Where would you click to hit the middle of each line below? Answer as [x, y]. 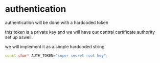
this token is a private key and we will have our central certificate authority [80, 32]
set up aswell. [19, 37]
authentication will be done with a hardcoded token [57, 22]
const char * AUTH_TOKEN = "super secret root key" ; [57, 55]
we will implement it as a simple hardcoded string [55, 46]
